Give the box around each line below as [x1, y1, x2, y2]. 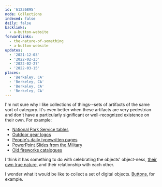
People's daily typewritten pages [12, 137, 78, 143]
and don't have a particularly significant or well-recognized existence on [5, 112, 149, 118]
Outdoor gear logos [12, 132, 51, 137]
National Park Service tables [12, 127, 69, 133]
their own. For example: [5, 117, 52, 123]
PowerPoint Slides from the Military [12, 142, 83, 148]
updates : [5, 48, 23, 52]
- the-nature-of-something [9, 39, 64, 44]
